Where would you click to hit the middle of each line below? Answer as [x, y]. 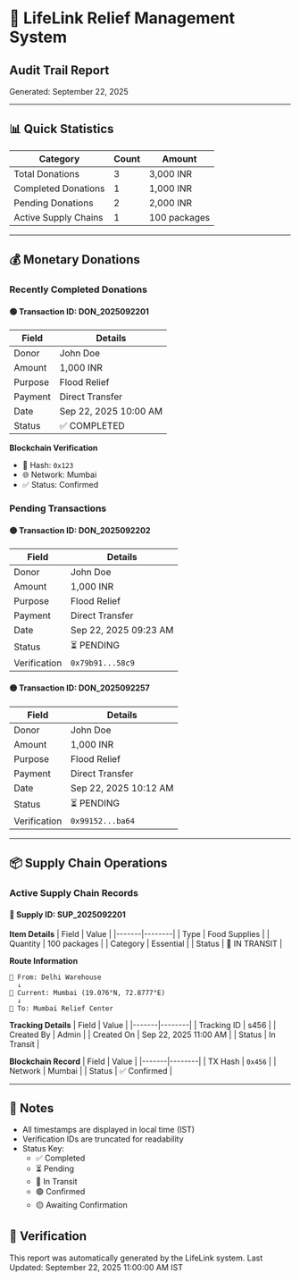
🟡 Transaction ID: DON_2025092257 [79, 688]
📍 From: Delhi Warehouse [55, 977]
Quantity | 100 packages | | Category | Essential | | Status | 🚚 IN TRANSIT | [146, 944]
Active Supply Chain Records [74, 892]
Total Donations [47, 173]
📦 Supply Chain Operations [88, 863]
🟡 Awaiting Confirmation [81, 1204]
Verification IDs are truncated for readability [103, 1139]
